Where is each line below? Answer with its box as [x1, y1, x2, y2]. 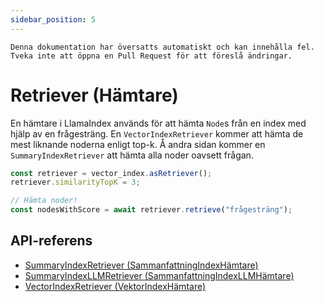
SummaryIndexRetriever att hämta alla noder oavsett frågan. [10, 149, 254, 161]
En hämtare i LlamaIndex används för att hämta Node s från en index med [10, 117, 307, 129]
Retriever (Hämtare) [10, 84, 179, 106]
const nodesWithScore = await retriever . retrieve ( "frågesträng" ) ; [10, 205, 293, 215]
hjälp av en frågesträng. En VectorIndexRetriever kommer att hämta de [10, 127, 304, 140]
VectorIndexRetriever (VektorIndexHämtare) [24, 280, 207, 292]
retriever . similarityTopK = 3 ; [10, 177, 141, 188]
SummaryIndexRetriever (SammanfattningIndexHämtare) [24, 259, 259, 271]
